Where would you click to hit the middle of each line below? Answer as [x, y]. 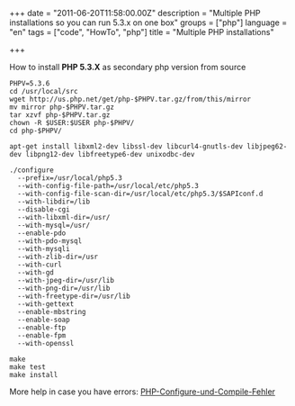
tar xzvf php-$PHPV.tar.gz [60, 115]
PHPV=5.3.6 [30, 84]
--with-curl [40, 265]
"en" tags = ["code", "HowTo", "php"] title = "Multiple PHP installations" [142, 32]
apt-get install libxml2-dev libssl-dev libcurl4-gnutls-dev [126, 147]
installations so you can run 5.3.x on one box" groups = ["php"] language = [148, 23]
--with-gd [36, 273]
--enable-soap [44, 320]
